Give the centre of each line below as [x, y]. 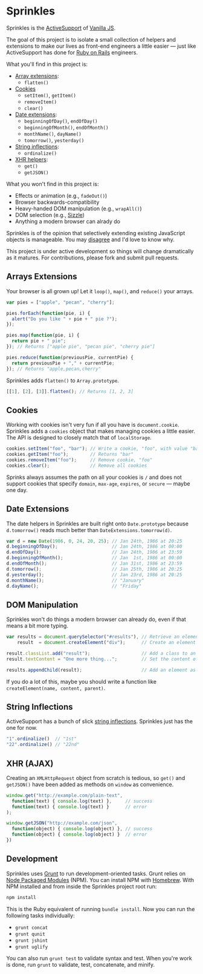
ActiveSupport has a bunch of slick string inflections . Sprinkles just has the [100, 721]
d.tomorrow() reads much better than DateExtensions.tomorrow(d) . [89, 530]
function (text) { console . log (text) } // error [79, 807]
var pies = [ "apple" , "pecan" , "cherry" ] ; [60, 302]
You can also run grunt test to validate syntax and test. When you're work [99, 958]
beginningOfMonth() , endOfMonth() [66, 127]
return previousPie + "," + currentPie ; [63, 363]
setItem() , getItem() [50, 95]
